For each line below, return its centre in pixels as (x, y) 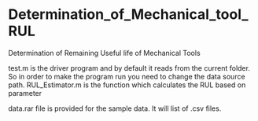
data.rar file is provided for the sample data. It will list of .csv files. (115, 108)
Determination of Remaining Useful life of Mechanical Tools (104, 53)
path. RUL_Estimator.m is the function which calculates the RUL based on (127, 85)
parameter (25, 93)
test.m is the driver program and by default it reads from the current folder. (129, 68)
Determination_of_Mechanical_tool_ (129, 15)
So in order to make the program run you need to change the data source (127, 76)
